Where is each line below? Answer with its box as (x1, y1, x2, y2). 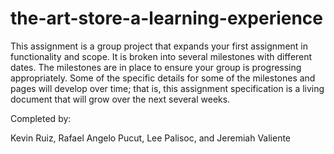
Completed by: (10, 112, 72, 124)
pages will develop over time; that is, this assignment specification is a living (10, 82, 325, 94)
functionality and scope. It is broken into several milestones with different (10, 50, 313, 62)
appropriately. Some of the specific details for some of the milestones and (10, 72, 316, 84)
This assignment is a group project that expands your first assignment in (10, 40, 308, 52)
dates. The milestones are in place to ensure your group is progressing (10, 61, 302, 73)
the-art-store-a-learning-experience (10, 7, 324, 30)
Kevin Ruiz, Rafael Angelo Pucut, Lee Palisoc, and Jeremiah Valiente (10, 132, 292, 144)
